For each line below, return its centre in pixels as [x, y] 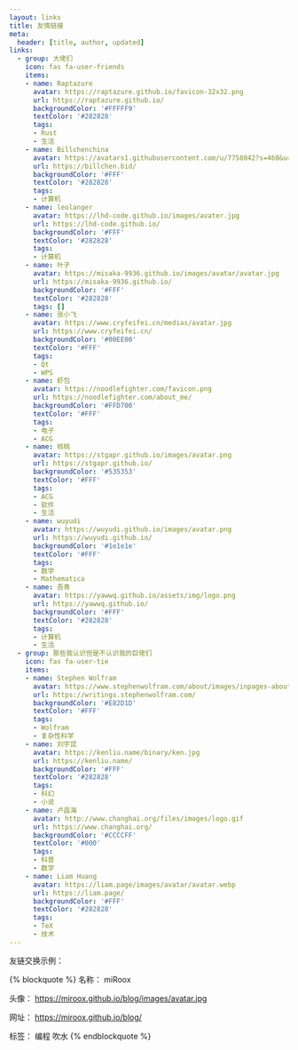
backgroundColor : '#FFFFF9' [85, 108]
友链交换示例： [36, 960]
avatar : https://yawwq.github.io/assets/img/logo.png [134, 596]
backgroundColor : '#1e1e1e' [85, 546]
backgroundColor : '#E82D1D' [85, 703]
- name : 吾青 [48, 587]
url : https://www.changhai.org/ [92, 827]
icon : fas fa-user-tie [67, 662]
